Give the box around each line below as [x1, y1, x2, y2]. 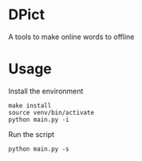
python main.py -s [8, 145, 69, 153]
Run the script [8, 129, 54, 139]
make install [8, 101, 52, 109]
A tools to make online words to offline [8, 32, 135, 41]
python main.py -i [8, 116, 69, 124]
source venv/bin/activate [8, 108, 94, 116]
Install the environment [8, 86, 84, 96]
